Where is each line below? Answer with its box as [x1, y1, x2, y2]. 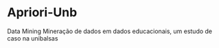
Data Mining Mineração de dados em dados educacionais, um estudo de [7, 27, 213, 35]
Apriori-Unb [7, 5, 78, 20]
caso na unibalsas [7, 34, 58, 42]
